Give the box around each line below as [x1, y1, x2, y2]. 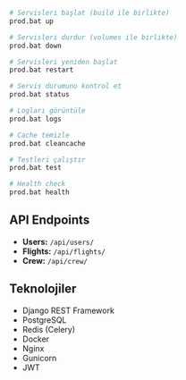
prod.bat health [9, 188, 70, 197]
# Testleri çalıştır [9, 155, 87, 165]
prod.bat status [9, 90, 70, 99]
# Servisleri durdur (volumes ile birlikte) [9, 32, 178, 42]
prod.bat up [9, 16, 54, 26]
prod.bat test [9, 164, 63, 173]
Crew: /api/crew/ [21, 255, 88, 266]
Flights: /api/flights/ [21, 246, 106, 257]
